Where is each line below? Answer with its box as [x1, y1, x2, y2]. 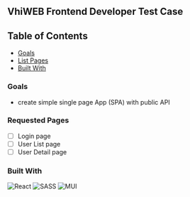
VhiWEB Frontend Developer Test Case [7, 6, 184, 18]
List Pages [17, 56, 48, 65]
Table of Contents [7, 30, 89, 42]
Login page [17, 132, 51, 140]
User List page [17, 139, 61, 148]
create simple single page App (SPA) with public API [17, 97, 170, 106]
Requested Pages [7, 115, 69, 125]
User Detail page [17, 147, 67, 156]
